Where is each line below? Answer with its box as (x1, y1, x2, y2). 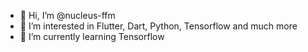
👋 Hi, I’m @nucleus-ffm (19, 10, 116, 21)
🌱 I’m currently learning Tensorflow (19, 31, 165, 42)
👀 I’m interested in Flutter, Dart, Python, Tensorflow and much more (19, 20, 298, 32)
